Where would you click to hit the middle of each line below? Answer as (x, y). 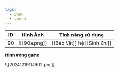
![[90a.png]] (33, 43)
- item (16, 14)
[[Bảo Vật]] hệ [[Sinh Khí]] (82, 43)
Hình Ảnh (33, 35)
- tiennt (18, 18)
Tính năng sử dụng (82, 35)
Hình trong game (22, 55)
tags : (10, 9)
